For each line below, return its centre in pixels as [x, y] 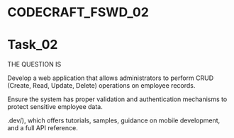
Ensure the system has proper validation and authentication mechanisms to [117, 99]
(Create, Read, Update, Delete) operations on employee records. [101, 86]
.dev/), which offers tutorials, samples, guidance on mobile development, [114, 120]
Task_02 [33, 45]
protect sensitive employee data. [55, 107]
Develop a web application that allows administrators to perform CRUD [111, 78]
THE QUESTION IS [34, 64]
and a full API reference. [43, 128]
